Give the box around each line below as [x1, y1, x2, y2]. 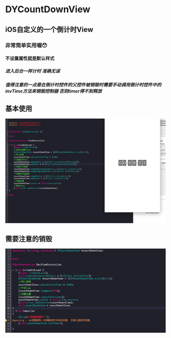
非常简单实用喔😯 [5, 42, 47, 49]
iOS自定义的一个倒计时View [5, 25, 94, 34]
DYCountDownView [5, 4, 91, 15]
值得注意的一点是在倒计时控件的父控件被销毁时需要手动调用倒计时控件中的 [5, 82, 161, 88]
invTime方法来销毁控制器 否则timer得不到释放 [5, 88, 102, 94]
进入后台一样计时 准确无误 [5, 68, 60, 74]
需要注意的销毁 [5, 235, 52, 243]
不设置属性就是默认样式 [5, 55, 54, 62]
